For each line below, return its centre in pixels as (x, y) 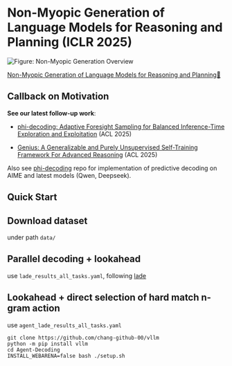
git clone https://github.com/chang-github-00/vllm (83, 338)
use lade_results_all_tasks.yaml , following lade (77, 275)
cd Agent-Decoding (34, 350)
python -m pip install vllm (48, 344)
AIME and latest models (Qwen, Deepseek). (69, 175)
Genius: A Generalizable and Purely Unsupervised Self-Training (108, 147)
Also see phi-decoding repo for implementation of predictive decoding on (112, 168)
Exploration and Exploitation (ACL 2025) (74, 134)
